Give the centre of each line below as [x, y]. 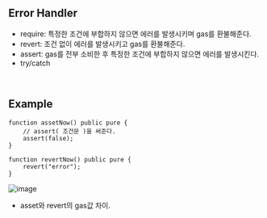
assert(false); [48, 138]
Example [31, 104]
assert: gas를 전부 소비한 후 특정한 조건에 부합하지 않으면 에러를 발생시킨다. [140, 54]
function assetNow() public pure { [68, 123]
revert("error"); [52, 166]
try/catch [35, 63]
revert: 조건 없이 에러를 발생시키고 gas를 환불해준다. [102, 44]
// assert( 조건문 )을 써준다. [69, 131]
